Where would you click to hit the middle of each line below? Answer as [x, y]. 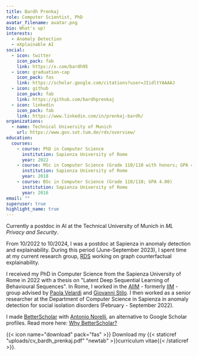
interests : [19, 34]
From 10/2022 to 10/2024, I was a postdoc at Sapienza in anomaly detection [98, 244]
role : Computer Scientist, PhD [44, 17]
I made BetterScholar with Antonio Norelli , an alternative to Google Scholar [97, 317]
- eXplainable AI [33, 45]
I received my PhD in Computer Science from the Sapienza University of [94, 274]
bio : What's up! [26, 28]
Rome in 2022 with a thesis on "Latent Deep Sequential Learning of [88, 280]
